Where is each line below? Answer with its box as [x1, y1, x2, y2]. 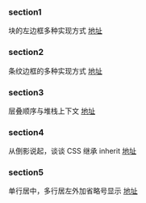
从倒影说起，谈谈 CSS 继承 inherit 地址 [8, 146, 137, 156]
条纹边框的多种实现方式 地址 [8, 66, 102, 75]
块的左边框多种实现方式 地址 [8, 26, 102, 36]
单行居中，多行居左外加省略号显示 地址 [8, 186, 138, 196]
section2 [8, 47, 44, 58]
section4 [8, 126, 44, 137]
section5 [8, 167, 44, 178]
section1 [8, 6, 42, 18]
